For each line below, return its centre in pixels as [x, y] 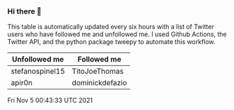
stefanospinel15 [38, 72]
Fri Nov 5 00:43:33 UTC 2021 [50, 100]
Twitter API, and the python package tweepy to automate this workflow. [111, 42]
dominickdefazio [99, 83]
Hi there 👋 [25, 11]
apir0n [22, 83]
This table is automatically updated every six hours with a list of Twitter [111, 27]
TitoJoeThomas [98, 72]
